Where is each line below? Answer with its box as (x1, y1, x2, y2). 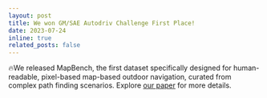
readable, (8, 73, 40, 82)
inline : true (8, 33, 52, 42)
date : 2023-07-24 (8, 26, 67, 34)
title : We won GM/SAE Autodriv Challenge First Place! (8, 19, 196, 27)
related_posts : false (8, 41, 81, 49)
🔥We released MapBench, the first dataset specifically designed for (8, 63, 233, 73)
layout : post (8, 11, 52, 20)
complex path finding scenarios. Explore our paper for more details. (8, 80, 232, 90)
